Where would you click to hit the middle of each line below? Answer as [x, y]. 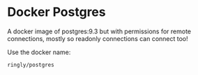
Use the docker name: [39, 52]
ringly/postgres [31, 65]
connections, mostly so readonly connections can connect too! [98, 38]
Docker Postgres [56, 12]
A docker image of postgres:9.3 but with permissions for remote [99, 31]
